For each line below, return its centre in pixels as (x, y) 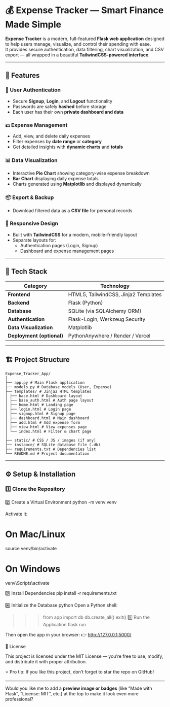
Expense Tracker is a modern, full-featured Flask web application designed (85, 39)
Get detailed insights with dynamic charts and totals (68, 147)
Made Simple (33, 25)
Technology (115, 286)
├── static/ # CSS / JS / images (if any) (51, 441)
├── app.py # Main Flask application (45, 383)
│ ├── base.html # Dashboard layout (44, 396)
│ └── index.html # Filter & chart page (49, 432)
